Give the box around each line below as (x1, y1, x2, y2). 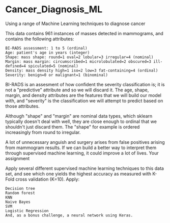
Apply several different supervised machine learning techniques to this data (5, 165, 164, 171)
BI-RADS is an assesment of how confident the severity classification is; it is (5, 81, 165, 87)
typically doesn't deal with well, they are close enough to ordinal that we (5, 118, 157, 125)
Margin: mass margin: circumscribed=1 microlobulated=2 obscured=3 (5, 59, 152, 64)
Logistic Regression (5, 208, 49, 213)
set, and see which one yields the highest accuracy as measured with (5, 170, 152, 177)
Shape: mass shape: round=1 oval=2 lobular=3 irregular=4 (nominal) (5, 55, 154, 60)
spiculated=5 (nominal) (27, 63, 79, 68)
